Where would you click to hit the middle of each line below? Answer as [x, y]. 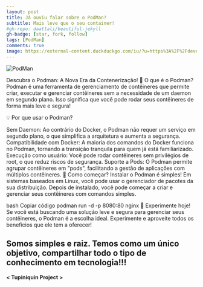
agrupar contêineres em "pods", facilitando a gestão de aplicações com [96, 168]
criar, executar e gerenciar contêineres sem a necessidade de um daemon [99, 93]
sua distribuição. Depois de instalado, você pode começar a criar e [90, 187]
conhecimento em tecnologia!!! [66, 263]
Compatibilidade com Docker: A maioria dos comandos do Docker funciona [100, 142]
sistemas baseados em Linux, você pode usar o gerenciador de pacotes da [100, 181]
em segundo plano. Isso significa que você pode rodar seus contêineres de [100, 99]
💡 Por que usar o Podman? [40, 117]
